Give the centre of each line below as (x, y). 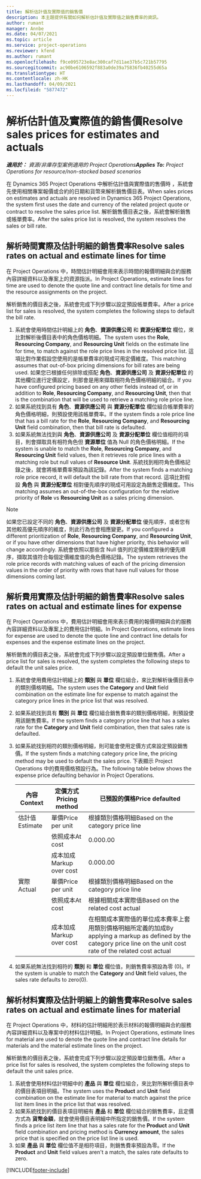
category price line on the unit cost (137, 944)
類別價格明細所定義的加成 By (134, 928)
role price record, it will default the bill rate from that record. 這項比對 (100, 477)
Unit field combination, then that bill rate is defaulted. (80, 427)
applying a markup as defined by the (140, 936)
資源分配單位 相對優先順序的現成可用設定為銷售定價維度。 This (117, 484)
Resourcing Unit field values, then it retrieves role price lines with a (98, 455)
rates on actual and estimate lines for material (93, 1009)
